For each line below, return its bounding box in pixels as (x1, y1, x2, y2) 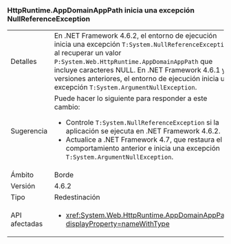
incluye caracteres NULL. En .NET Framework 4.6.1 (54, 65, 221, 75)
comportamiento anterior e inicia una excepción (65, 144, 220, 153)
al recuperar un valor (54, 48, 122, 58)
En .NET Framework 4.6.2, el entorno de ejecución (54, 31, 217, 41)
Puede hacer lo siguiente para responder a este (54, 93, 208, 103)
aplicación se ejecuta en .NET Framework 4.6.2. (65, 126, 221, 136)
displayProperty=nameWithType (65, 219, 170, 229)
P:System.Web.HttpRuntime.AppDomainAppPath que (54, 57, 213, 67)
